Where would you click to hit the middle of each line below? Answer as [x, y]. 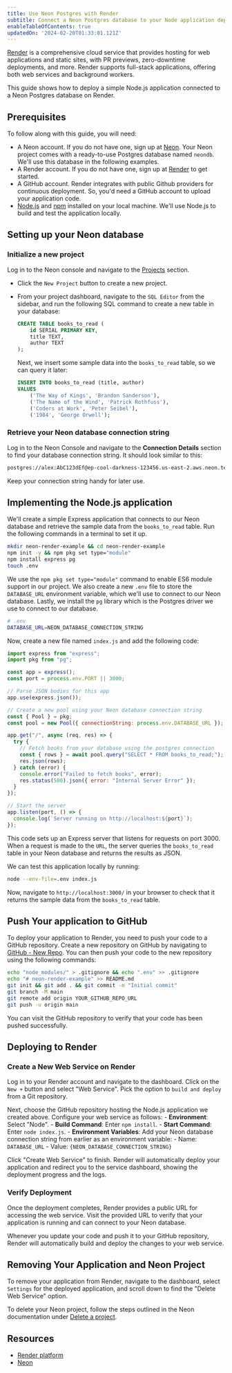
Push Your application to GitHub [77, 921]
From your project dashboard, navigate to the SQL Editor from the [111, 296]
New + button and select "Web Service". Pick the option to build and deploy [114, 1089]
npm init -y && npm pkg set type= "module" [69, 553]
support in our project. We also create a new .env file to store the [99, 586]
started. [28, 176]
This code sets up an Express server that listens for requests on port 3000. [114, 838]
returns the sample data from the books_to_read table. [84, 899]
